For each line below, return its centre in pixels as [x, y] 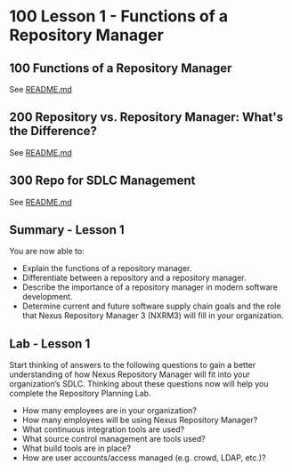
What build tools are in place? [77, 448]
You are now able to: [47, 252]
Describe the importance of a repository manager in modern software [150, 287]
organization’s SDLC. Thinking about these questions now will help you [139, 384]
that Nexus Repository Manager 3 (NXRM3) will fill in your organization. [153, 316]
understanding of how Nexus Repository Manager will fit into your [130, 374]
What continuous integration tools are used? [103, 429]
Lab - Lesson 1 [50, 344]
